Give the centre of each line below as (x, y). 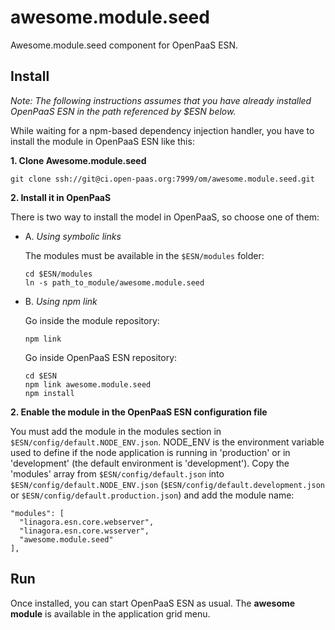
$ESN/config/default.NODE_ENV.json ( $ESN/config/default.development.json (168, 484)
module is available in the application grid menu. (110, 613)
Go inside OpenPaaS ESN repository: (101, 357)
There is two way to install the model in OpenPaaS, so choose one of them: (165, 217)
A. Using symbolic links (73, 236)
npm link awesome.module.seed (88, 384)
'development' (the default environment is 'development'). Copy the (150, 463)
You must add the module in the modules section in (116, 431)
